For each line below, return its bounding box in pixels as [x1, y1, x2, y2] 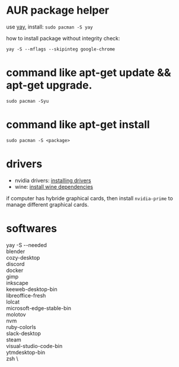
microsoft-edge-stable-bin [6, 304, 71, 312]
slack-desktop [6, 330, 41, 337]
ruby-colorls [6, 323, 37, 330]
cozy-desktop [6, 254, 40, 261]
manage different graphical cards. [6, 201, 89, 208]
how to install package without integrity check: [6, 34, 120, 42]
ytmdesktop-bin [6, 349, 46, 356]
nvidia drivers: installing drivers [14, 176, 91, 184]
